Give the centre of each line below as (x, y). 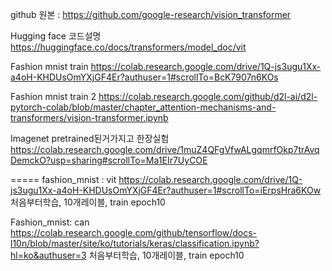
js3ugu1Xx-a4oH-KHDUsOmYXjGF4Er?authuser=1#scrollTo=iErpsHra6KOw (166, 190)
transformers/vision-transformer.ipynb (89, 117)
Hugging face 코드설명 (56, 36)
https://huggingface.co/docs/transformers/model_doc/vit (128, 47)
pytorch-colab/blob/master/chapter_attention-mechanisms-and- (143, 107)
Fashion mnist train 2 (53, 96)
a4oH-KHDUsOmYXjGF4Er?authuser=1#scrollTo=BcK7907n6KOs (144, 77)
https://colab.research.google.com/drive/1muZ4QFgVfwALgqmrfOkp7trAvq (165, 149)
